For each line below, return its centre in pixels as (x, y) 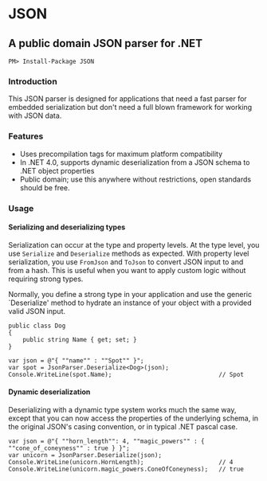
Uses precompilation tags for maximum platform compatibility (121, 154)
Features (26, 136)
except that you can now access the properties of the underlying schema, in (133, 418)
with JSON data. (35, 115)
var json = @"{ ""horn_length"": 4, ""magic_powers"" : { (106, 441)
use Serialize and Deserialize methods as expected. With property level (129, 253)
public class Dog (37, 326)
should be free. (45, 187)
